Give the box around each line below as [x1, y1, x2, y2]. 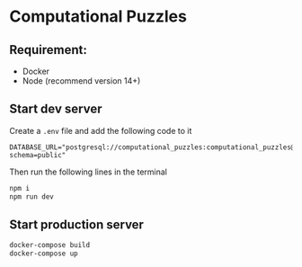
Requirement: [9, 42, 88, 58]
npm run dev [9, 191, 54, 201]
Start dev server [9, 102, 102, 117]
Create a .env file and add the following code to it [9, 125, 192, 136]
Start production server [9, 217, 144, 232]
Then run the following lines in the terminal [9, 166, 168, 177]
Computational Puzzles [9, 6, 187, 27]
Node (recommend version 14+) [22, 76, 141, 86]
